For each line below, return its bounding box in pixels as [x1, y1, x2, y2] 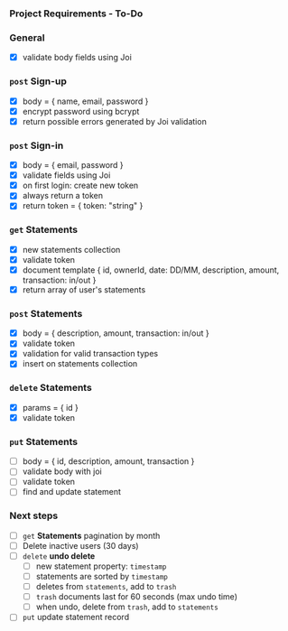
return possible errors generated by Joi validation [22, 116, 208, 126]
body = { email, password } [22, 160, 124, 171]
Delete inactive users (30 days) [22, 540, 139, 551]
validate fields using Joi [22, 170, 111, 181]
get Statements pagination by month [22, 530, 161, 541]
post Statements [9, 307, 83, 320]
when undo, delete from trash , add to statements [35, 601, 218, 612]
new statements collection [22, 244, 121, 255]
